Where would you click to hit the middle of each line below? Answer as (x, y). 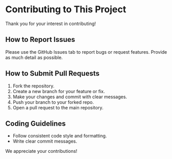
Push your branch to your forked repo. (53, 102)
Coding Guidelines (35, 123)
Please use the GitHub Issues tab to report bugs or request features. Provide (86, 52)
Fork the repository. (34, 86)
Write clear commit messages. (45, 141)
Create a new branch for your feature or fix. (59, 91)
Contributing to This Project (66, 9)
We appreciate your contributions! (41, 151)
